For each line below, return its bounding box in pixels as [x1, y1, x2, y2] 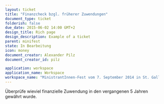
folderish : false [5, 21, 41, 26]
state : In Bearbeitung [5, 43, 51, 48]
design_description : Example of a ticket [5, 35, 91, 40]
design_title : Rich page [5, 30, 56, 35]
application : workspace [5, 66, 54, 71]
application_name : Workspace [5, 70, 64, 76]
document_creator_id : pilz [5, 57, 60, 62]
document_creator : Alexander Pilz [5, 52, 76, 58]
